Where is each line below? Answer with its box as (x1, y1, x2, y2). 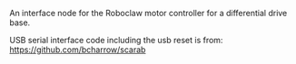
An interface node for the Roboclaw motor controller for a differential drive (9, 8, 288, 18)
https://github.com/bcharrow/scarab (9, 44, 146, 55)
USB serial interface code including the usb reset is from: (9, 35, 223, 45)
